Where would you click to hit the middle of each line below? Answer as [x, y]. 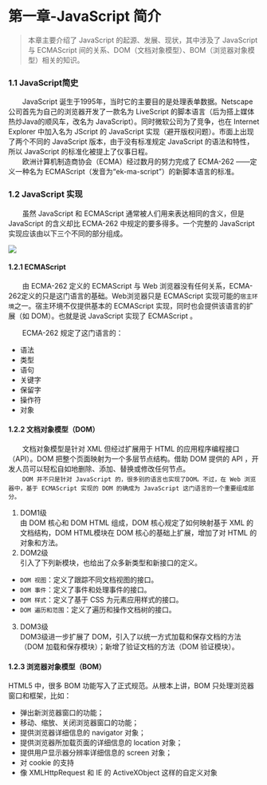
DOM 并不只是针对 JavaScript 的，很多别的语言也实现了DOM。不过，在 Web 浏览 [139, 479]
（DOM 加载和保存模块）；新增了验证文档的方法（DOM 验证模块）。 [129, 646]
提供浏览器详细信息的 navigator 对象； [82, 733]
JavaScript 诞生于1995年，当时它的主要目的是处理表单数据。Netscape [137, 102]
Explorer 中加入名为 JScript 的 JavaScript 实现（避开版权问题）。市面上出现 [131, 132]
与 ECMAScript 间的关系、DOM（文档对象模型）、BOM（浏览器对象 [138, 50]
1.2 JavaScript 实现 [46, 194]
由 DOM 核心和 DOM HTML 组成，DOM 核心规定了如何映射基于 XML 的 [136, 522]
